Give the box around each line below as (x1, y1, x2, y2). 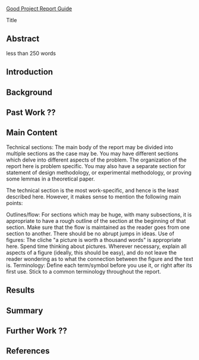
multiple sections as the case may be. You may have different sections (6, 150, 179, 157)
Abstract (6, 34, 40, 44)
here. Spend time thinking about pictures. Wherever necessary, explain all (6, 243, 187, 250)
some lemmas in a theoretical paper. (6, 175, 95, 182)
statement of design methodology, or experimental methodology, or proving (6, 169, 192, 176)
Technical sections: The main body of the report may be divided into (6, 143, 173, 151)
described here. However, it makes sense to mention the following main (6, 193, 181, 200)
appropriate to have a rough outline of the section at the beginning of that (6, 217, 186, 224)
